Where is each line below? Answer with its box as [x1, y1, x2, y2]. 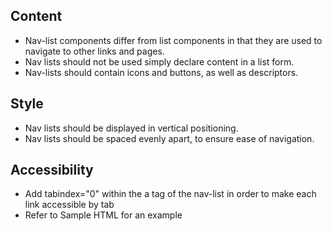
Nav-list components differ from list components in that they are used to [24, 34, 323, 46]
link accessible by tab [24, 199, 115, 211]
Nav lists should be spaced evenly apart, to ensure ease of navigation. [24, 132, 315, 144]
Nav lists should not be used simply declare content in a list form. [24, 55, 295, 68]
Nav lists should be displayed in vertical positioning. [24, 122, 239, 134]
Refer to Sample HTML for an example [24, 209, 183, 221]
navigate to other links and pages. [24, 45, 165, 57]
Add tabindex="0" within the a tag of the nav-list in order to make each [24, 188, 317, 200]
